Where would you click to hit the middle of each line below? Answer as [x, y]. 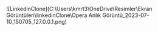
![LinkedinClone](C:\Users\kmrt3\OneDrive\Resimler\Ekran [79, 9]
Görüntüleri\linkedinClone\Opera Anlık [54, 15]
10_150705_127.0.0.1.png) [36, 22]
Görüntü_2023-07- [126, 15]
